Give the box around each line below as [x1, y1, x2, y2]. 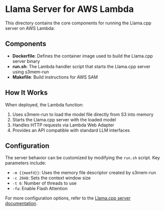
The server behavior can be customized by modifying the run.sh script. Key [5, 155, 160, 161]
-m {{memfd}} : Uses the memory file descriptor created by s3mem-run [12, 170, 157, 176]
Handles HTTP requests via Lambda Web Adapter [12, 122, 114, 128]
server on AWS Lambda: [5, 25, 55, 31]
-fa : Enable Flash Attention [12, 186, 68, 192]
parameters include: [5, 160, 46, 166]
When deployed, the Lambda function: [5, 102, 83, 107]
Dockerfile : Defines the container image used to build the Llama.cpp [12, 53, 153, 59]
